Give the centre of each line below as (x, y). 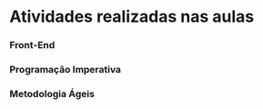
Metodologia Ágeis (52, 94)
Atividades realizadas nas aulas (132, 17)
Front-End (32, 45)
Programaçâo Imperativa (65, 70)
